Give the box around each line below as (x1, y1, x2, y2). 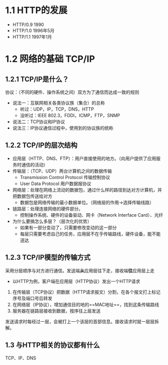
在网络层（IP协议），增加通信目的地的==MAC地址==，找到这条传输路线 (12, 301, 159, 307)
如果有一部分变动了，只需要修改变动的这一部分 (20, 224, 117, 230)
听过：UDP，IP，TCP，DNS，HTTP (20, 106, 94, 112)
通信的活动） (21, 161, 48, 167)
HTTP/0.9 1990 (12, 21, 44, 28)
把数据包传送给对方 (12, 193, 53, 199)
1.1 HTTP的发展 (5, 5, 68, 16)
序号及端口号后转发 (12, 295, 53, 301)
